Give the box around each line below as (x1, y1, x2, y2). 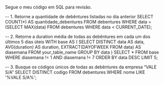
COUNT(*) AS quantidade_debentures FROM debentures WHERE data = (5, 19, 152, 25)
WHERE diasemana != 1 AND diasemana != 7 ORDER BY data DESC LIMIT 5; (5, 55, 158, 60)
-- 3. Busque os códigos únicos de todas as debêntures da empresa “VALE (5, 64, 157, 70)
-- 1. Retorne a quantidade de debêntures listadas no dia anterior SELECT (5, 14, 154, 19)
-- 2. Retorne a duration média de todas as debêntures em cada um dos (5, 34, 151, 39)
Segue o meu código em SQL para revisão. (5, 4, 92, 10)
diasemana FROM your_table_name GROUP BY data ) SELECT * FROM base (5, 49, 159, 55)
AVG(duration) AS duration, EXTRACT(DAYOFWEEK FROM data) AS (5, 44, 141, 50)
